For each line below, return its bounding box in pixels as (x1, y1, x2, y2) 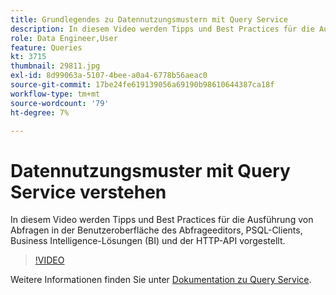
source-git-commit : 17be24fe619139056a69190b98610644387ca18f (10, 80, 275, 90)
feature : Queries (10, 42, 83, 53)
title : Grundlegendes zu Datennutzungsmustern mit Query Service (10, 14, 288, 25)
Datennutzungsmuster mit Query (10, 159, 291, 182)
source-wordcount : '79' (10, 98, 110, 108)
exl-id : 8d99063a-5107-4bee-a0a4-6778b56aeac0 (10, 71, 208, 81)
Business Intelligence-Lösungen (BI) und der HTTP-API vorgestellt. (10, 235, 286, 247)
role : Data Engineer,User (10, 33, 118, 43)
